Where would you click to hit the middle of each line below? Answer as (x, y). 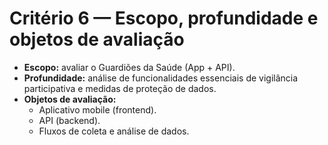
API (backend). (69, 120)
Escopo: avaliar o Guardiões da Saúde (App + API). (129, 67)
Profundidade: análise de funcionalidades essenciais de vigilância (161, 78)
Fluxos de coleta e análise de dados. (114, 131)
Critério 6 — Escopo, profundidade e (164, 18)
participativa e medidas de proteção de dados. (120, 88)
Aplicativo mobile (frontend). (97, 109)
